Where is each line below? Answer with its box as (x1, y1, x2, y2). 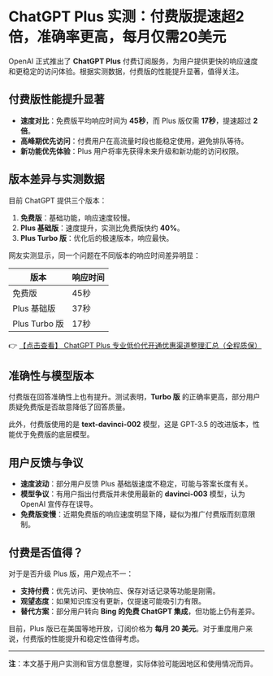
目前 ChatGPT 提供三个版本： (8, 195, 107, 205)
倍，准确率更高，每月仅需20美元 (8, 28, 227, 46)
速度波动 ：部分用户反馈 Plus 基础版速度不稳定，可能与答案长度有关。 (19, 479, 253, 489)
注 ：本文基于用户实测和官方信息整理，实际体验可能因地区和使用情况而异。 (8, 659, 258, 668)
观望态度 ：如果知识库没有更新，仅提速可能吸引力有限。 (19, 596, 206, 606)
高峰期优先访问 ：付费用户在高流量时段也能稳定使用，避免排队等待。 (19, 136, 249, 146)
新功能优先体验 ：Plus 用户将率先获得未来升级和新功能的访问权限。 (19, 146, 244, 155)
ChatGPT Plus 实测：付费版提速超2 (8, 7, 245, 26)
